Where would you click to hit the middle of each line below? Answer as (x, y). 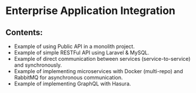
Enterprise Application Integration (91, 11)
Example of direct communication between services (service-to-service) (102, 59)
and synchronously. (38, 65)
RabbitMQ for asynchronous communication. (68, 77)
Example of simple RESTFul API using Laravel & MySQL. (82, 53)
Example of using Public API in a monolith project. (74, 46)
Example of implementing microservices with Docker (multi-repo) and (98, 71)
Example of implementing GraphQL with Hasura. (72, 84)
